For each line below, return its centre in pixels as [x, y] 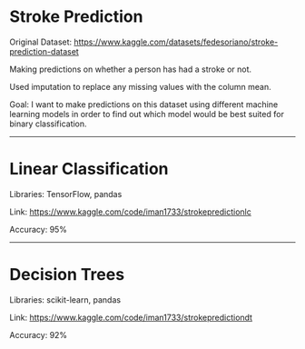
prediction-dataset [44, 51]
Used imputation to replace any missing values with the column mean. [141, 86]
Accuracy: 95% [39, 229]
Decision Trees [67, 275]
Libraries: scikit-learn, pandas [65, 299]
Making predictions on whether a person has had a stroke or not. [131, 69]
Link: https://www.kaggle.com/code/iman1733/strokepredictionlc [130, 212]
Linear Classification [89, 169]
